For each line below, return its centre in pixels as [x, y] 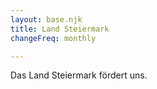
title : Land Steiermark [60, 29]
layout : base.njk [46, 19]
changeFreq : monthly [53, 38]
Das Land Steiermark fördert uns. [79, 75]
